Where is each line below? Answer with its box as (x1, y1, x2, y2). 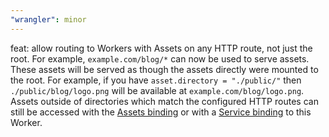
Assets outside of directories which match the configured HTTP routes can (10, 95, 319, 107)
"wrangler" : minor (10, 14, 87, 25)
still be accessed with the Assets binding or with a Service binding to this (10, 106, 312, 118)
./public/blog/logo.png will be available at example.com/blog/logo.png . (10, 84, 305, 96)
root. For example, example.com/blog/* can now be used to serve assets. (10, 52, 310, 65)
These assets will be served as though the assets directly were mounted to (10, 63, 319, 75)
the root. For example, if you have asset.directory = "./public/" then (10, 74, 302, 86)
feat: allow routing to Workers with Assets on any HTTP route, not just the (10, 42, 313, 54)
